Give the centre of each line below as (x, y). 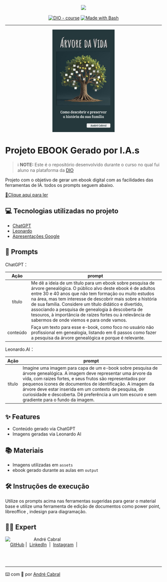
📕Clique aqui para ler (27, 195)
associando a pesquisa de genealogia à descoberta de (87, 309)
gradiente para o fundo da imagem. (59, 400)
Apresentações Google (36, 236)
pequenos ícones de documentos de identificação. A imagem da (88, 384)
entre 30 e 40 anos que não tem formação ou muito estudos (93, 293)
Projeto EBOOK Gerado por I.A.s (72, 151)
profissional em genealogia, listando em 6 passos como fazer (94, 332)
